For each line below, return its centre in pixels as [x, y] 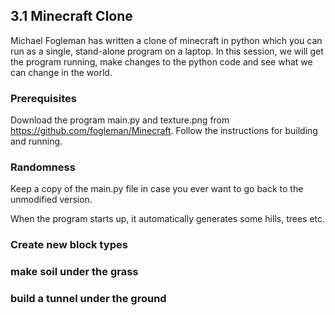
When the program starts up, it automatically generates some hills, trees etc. [168, 219]
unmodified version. [51, 200]
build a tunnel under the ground [88, 299]
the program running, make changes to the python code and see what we [161, 61]
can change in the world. [61, 72]
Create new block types [69, 245]
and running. [36, 141]
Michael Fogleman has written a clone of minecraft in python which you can [166, 40]
